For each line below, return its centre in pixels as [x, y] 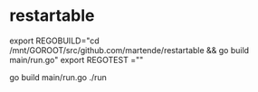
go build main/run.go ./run [58, 77]
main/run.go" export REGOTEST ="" [76, 60]
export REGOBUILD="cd [54, 41]
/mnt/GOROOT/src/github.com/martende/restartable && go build [129, 50]
